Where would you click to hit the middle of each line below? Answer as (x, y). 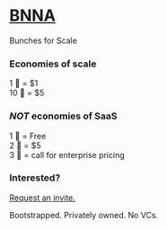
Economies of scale (53, 64)
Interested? (35, 178)
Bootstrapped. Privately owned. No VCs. (84, 215)
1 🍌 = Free (28, 136)
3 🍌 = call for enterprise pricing (67, 154)
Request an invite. (43, 198)
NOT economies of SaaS (63, 116)
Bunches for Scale (44, 40)
